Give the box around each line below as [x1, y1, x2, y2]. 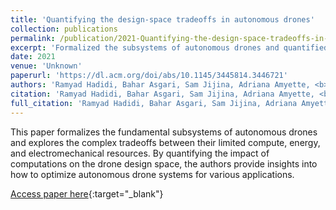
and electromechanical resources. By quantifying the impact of [10, 147, 270, 159]
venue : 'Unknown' [10, 61, 83, 71]
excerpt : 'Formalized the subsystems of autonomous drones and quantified [10, 42, 329, 53]
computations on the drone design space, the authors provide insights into [10, 157, 318, 170]
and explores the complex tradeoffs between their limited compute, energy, [10, 136, 321, 148]
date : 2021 [10, 52, 56, 62]
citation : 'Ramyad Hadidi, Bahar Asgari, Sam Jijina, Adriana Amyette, [10, 89, 315, 99]
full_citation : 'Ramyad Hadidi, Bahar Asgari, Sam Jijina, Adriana [10, 98, 298, 108]
